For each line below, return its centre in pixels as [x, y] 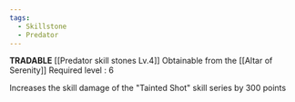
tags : [20, 18]
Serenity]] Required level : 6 [61, 70]
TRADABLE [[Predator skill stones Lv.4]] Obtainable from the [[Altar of [141, 61]
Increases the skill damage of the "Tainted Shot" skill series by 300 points [148, 88]
